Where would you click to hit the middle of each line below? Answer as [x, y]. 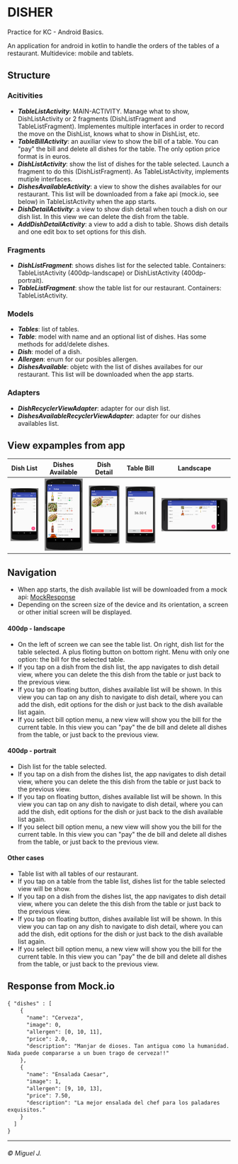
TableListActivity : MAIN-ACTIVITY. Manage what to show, [103, 111]
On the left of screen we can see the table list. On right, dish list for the [121, 644]
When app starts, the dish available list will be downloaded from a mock [123, 589]
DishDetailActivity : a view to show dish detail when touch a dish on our [123, 209]
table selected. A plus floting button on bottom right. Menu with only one [124, 652]
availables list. [38, 423]
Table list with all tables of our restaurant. [78, 874]
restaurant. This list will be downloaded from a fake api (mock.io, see [118, 194]
